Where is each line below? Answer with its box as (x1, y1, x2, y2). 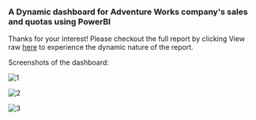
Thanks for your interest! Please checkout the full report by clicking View (8, 34, 246, 43)
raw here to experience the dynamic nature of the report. (8, 43, 194, 52)
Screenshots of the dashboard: (8, 58, 109, 67)
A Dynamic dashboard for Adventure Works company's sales (8, 6, 248, 17)
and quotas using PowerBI (8, 16, 111, 27)
